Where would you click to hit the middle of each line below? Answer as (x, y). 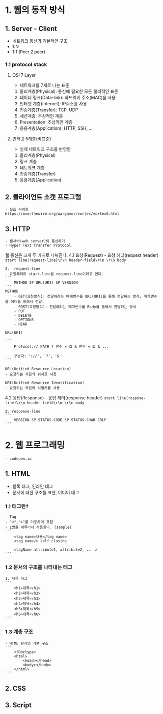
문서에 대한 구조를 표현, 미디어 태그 (46, 492)
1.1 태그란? (17, 506)
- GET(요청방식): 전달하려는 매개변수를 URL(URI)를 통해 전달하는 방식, (78, 296)
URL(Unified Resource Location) (38, 369)
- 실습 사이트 (17, 209)
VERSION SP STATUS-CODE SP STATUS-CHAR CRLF (60, 420)
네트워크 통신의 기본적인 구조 (40, 41)
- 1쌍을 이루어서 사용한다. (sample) (39, 527)
